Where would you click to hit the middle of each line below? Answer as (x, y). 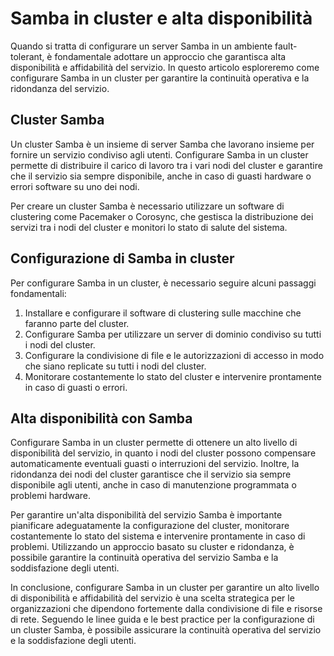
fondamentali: (38, 293)
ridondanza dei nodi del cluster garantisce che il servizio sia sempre (151, 474)
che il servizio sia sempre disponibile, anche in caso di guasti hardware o (161, 176)
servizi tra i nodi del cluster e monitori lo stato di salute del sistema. (149, 227)
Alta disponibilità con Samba (101, 418)
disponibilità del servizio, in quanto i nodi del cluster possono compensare (163, 453)
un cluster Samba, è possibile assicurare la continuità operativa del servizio (166, 630)
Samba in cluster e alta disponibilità (161, 18)
